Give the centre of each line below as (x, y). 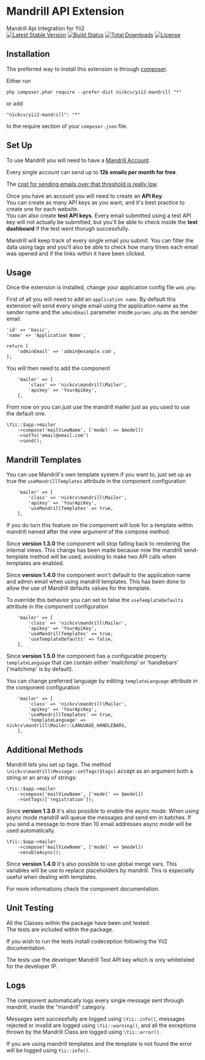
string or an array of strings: (42, 777)
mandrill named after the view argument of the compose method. (88, 532)
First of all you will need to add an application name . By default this (91, 300)
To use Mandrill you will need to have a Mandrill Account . (79, 160)
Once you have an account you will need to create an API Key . (85, 196)
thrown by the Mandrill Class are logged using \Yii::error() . (84, 1032)
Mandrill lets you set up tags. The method (59, 764)
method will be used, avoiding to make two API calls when (103, 557)
